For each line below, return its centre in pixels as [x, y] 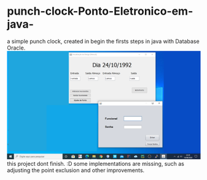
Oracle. [16, 48]
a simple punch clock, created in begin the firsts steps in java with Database [103, 41]
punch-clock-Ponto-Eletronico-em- [100, 11]
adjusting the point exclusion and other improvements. [76, 170]
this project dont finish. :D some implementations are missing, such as [96, 163]
